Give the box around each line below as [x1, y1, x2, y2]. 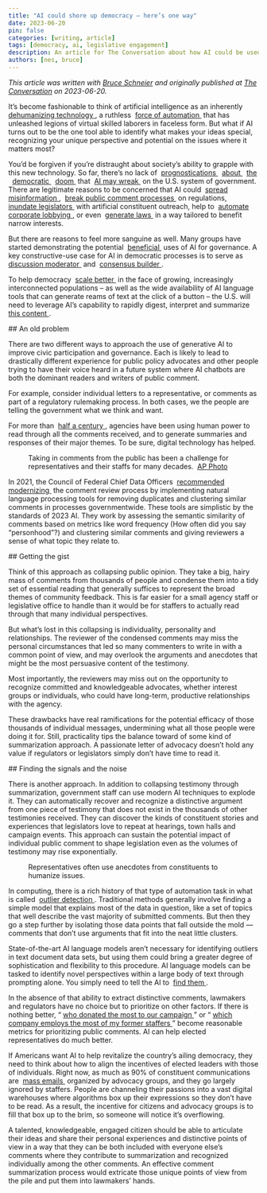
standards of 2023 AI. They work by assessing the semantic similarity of [8, 511, 246, 520]
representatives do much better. [8, 1035, 114, 1044]
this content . [8, 308, 52, 318]
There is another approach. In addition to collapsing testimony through [8, 779, 239, 788]
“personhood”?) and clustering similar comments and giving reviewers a [8, 527, 245, 537]
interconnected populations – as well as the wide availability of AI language [8, 283, 254, 293]
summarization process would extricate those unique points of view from [8, 1167, 248, 1177]
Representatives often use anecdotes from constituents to [28, 862, 219, 872]
